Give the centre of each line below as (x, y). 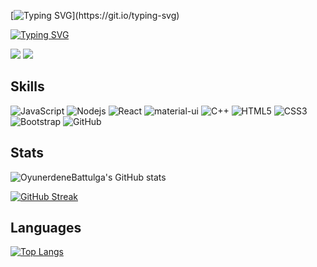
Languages (46, 228)
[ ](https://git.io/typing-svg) (95, 15)
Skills (27, 86)
